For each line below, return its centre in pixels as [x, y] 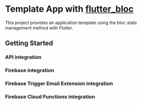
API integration [23, 57]
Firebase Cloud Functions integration [50, 97]
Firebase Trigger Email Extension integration [59, 83]
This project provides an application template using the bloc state [71, 23]
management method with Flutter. [39, 27]
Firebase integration [30, 71]
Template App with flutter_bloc [69, 9]
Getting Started [29, 43]
